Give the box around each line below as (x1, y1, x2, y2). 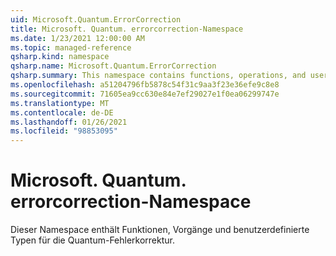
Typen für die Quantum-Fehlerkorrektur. (10, 234, 175, 246)
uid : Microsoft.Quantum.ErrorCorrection (10, 14, 182, 25)
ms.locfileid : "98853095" (10, 126, 118, 136)
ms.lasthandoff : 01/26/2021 (10, 117, 128, 127)
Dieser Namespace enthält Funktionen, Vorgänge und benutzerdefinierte (10, 224, 310, 236)
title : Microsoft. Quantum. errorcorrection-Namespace (10, 24, 244, 34)
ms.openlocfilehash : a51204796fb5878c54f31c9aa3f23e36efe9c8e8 (10, 80, 280, 90)
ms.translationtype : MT (10, 98, 110, 108)
